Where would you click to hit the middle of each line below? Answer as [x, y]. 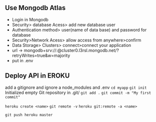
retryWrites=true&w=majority [41, 55]
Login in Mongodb [30, 19]
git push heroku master [29, 115]
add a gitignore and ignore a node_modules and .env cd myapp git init [76, 87]
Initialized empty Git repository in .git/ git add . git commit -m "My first [78, 92]
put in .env [22, 60]
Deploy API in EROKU [37, 76]
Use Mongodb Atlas [35, 8]
